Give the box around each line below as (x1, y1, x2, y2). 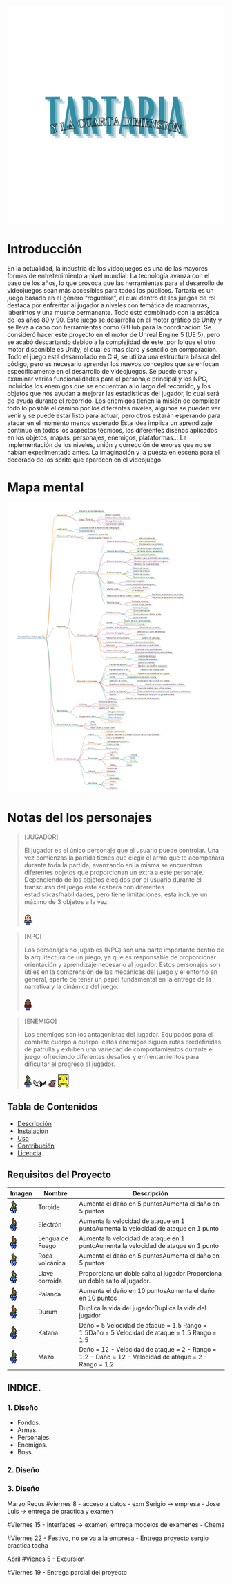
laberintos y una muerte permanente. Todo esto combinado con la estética (7, 308, 220, 316)
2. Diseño (7, 1465, 40, 1475)
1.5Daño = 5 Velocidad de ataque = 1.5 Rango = (79, 1328, 217, 1337)
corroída (37, 1276, 62, 1285)
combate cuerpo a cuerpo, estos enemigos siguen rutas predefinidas (23, 1038, 222, 1046)
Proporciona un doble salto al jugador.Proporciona (79, 1269, 222, 1277)
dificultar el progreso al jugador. (23, 1060, 115, 1068)
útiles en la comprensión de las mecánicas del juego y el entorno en (23, 968, 218, 976)
